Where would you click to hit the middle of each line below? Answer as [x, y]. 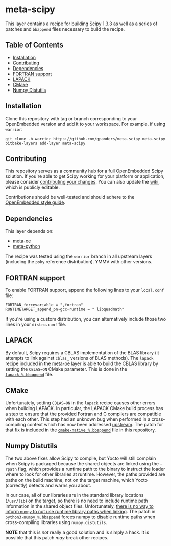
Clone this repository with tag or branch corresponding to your [71, 118]
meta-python [27, 246]
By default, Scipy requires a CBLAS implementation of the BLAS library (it [82, 352]
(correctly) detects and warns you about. [48, 485]
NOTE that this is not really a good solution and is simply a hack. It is [77, 532]
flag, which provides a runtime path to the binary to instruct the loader [91, 469]
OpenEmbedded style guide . [35, 202]
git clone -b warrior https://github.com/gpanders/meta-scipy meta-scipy [86, 139]
